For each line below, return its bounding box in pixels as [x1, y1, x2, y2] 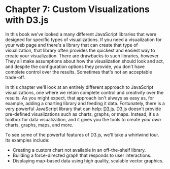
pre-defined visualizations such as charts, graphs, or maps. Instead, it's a [5, 111, 159, 117]
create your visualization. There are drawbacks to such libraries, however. [5, 52, 160, 59]
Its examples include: [5, 137, 50, 143]
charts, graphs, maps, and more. [5, 122, 74, 128]
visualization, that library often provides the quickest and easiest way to [5, 47, 155, 53]
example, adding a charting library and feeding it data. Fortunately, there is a [5, 100, 165, 106]
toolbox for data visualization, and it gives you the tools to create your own [5, 116, 161, 122]
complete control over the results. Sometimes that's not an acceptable [5, 69, 152, 75]
